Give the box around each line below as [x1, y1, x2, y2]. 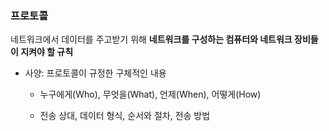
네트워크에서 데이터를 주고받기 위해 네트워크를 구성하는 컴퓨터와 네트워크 [10, 33, 293, 46]
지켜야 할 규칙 [20, 46, 74, 58]
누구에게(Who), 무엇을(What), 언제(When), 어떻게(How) [39, 88, 262, 101]
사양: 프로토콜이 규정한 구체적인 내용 [24, 67, 167, 79]
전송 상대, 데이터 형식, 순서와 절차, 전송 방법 [39, 110, 211, 122]
